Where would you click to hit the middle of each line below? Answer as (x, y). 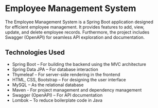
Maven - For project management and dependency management (77, 90)
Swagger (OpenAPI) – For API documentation (57, 95)
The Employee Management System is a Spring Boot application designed (79, 22)
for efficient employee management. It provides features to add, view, (75, 27)
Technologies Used (35, 53)
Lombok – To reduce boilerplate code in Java (57, 100)
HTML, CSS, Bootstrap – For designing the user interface (69, 79)
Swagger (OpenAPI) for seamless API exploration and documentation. (75, 37)
